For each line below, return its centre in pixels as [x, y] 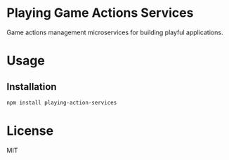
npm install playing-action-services [62, 102]
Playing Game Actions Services [100, 13]
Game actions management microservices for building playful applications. [115, 32]
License [30, 131]
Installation [32, 87]
